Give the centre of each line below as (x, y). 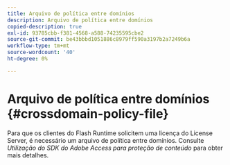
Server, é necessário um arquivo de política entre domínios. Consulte (106, 140)
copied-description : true (44, 26)
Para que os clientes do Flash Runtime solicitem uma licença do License (110, 133)
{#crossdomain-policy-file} (88, 113)
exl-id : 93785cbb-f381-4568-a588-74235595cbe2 (76, 33)
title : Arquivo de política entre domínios (71, 14)
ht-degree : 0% (28, 59)
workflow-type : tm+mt (38, 46)
